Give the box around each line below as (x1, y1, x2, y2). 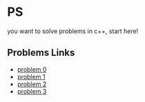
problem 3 (17, 87, 47, 95)
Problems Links (7, 47, 75, 59)
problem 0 (17, 65, 47, 73)
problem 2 (17, 80, 47, 88)
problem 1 (17, 72, 46, 81)
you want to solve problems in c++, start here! (7, 27, 139, 35)
